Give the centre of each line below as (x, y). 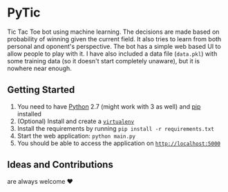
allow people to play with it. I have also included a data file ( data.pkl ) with (112, 54)
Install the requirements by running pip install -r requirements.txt (115, 128)
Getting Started (41, 90)
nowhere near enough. (40, 68)
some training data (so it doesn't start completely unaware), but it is (104, 61)
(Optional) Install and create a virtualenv (76, 121)
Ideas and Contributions (60, 165)
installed (29, 114)
